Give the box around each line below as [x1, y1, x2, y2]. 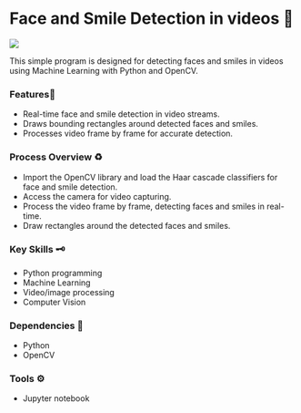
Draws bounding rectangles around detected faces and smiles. [22, 119, 259, 129]
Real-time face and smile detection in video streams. [22, 108, 220, 119]
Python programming [22, 267, 103, 278]
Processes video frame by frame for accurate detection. [22, 128, 234, 139]
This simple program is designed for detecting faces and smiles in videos [9, 55, 284, 67]
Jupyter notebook [22, 393, 90, 404]
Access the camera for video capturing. [22, 191, 172, 201]
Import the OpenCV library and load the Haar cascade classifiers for [22, 171, 278, 182]
